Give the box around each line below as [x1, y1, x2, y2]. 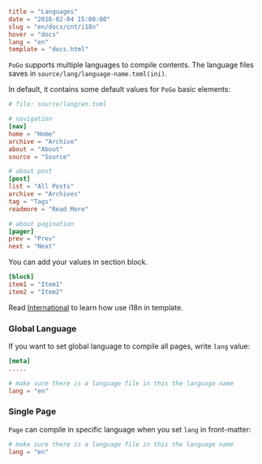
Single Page [8, 406, 57, 418]
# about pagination [8, 219, 75, 228]
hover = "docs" [8, 30, 60, 38]
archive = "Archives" [8, 190, 82, 198]
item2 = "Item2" [8, 288, 63, 296]
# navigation [8, 115, 53, 124]
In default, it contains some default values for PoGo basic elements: [8, 85, 231, 94]
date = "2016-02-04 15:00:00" [8, 15, 111, 24]
